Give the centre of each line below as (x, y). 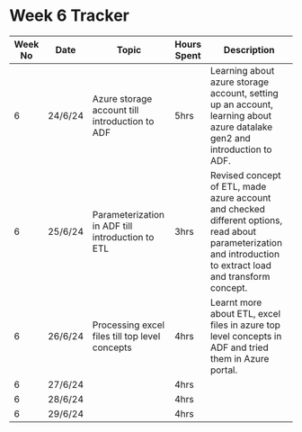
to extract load (240, 265)
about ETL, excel (245, 313)
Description (249, 49)
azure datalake (241, 127)
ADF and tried (239, 347)
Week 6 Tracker (70, 16)
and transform (240, 276)
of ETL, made (238, 186)
